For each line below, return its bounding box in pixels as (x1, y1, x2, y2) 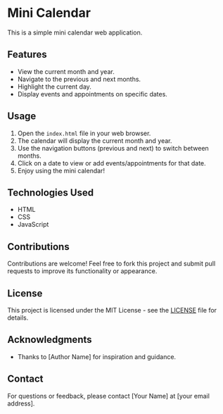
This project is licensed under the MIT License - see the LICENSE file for (7, 306, 217, 314)
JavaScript (17, 220, 49, 229)
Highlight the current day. (17, 82, 91, 91)
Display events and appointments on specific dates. (17, 89, 167, 98)
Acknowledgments (7, 334, 93, 346)
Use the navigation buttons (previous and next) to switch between (17, 144, 209, 152)
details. (7, 313, 29, 322)
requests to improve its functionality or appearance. (7, 267, 158, 275)
